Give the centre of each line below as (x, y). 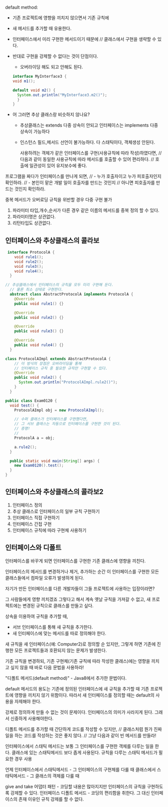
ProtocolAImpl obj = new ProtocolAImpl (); (59, 410)
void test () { (24, 406)
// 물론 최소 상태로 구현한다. (37, 290)
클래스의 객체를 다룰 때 (57, 776)
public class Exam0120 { (31, 400)
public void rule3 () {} (39, 331)
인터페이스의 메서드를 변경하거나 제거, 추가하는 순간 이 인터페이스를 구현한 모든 (82, 571)
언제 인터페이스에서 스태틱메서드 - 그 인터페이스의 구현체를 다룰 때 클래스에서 (80, 769)
